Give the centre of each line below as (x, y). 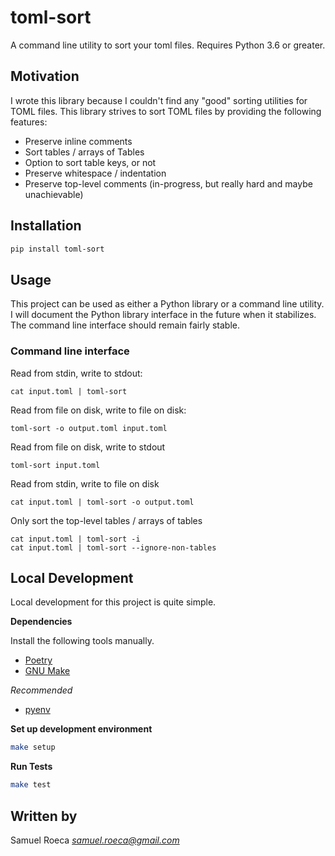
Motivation (45, 76)
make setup (33, 747)
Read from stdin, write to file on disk (85, 483)
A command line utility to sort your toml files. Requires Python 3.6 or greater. (168, 45)
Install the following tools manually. (82, 641)
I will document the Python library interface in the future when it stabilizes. (163, 315)
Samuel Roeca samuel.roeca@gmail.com (95, 840)
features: (29, 122)
